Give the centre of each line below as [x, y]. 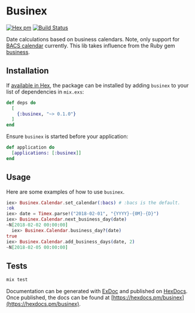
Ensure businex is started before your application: [67, 137]
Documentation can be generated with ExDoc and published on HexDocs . [97, 291]
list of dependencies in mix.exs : [45, 92]
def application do [31, 148]
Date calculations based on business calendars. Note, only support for [93, 39]
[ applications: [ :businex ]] [47, 153]
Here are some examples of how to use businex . [65, 192]
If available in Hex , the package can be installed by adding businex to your [97, 85]
